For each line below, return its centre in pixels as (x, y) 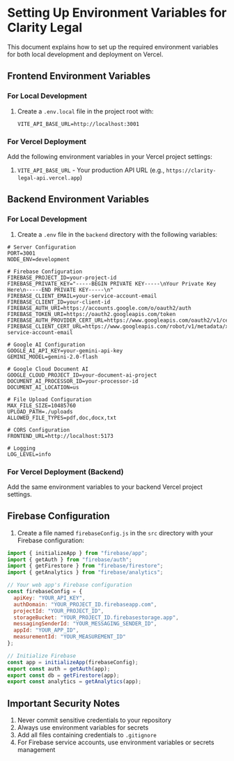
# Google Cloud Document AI (48, 369)
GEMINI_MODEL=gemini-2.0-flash (53, 356)
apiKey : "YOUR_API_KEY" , (49, 598)
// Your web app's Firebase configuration (70, 585)
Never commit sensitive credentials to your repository (94, 720)
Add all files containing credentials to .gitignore (87, 735)
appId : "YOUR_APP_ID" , (46, 630)
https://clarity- (191, 171)
